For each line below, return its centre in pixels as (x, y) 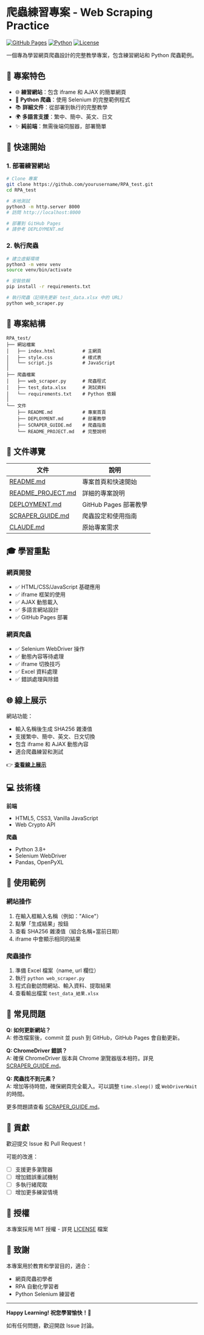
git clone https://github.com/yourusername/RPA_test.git (80, 185)
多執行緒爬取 (31, 1184)
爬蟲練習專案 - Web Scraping (80, 12)
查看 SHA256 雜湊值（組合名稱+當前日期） (69, 931)
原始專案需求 (101, 527)
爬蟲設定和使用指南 (110, 516)
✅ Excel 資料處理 (36, 671)
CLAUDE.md (27, 527)
